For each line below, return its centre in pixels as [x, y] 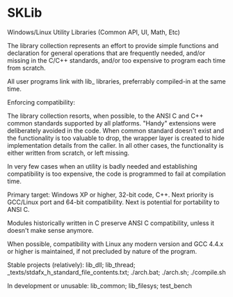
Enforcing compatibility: [41, 102]
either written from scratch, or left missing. [69, 153]
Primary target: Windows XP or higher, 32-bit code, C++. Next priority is [111, 195]
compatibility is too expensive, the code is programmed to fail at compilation [116, 174]
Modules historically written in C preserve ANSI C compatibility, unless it [111, 223]
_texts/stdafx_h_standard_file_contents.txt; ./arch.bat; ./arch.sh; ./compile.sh [116, 272]
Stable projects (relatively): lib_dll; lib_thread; [71, 265]
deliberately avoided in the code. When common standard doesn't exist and [116, 130]
